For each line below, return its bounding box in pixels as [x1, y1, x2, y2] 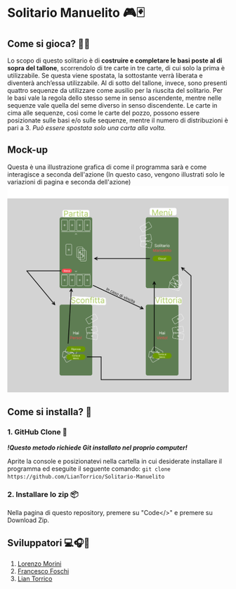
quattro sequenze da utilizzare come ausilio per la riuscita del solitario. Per [7, 87, 223, 94]
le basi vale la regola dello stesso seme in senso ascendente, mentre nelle [7, 94, 222, 102]
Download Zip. [7, 516, 50, 524]
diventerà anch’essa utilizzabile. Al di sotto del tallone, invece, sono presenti [7, 79, 228, 87]
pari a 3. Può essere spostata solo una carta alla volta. [7, 124, 166, 132]
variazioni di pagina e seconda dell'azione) [7, 177, 131, 186]
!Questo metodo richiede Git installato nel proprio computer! [7, 443, 188, 452]
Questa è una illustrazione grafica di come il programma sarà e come [7, 163, 207, 171]
